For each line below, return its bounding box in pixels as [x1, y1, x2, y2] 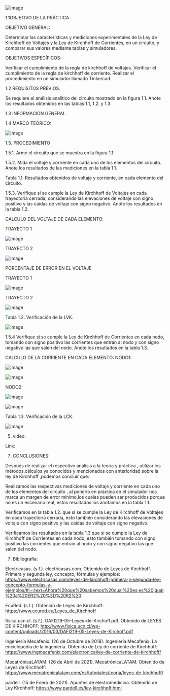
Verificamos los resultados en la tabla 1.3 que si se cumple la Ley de [5, 530, 148, 536]
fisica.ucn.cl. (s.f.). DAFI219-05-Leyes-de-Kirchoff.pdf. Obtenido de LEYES [5, 618, 161, 623]
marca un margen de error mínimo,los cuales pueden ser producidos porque [5, 494, 165, 500]
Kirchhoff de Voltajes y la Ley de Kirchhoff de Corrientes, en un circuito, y [5, 40, 160, 46]
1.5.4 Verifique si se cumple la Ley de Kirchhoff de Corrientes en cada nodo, [5, 334, 165, 340]
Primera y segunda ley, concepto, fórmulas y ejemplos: [5, 571, 121, 577]
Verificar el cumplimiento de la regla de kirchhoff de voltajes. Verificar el [5, 65, 156, 71]
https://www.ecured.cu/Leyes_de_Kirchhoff [5, 608, 96, 614]
